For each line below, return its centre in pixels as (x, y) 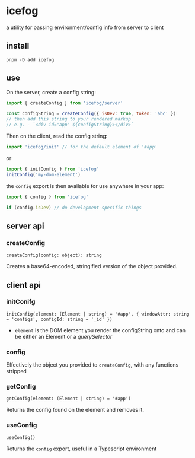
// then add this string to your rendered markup (69, 119)
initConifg (21, 302)
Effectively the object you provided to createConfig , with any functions (92, 365)
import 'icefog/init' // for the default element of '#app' (82, 147)
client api (24, 285)
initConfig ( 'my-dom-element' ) (44, 174)
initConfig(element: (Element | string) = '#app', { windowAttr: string (98, 314)
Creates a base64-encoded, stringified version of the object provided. (92, 266)
